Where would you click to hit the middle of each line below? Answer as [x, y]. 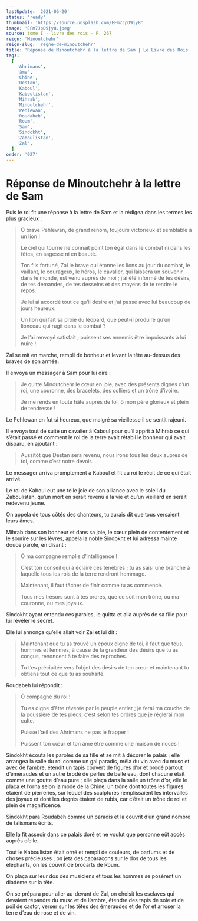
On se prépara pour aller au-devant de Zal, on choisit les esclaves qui [90, 894]
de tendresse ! [38, 409]
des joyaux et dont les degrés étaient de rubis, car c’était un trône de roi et [97, 799]
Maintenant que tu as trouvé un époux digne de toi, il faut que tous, [102, 644]
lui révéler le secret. [30, 621]
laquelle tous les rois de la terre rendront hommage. [83, 574]
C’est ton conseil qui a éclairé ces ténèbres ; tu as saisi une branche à [105, 568]
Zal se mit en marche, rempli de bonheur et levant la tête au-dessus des [93, 355]
